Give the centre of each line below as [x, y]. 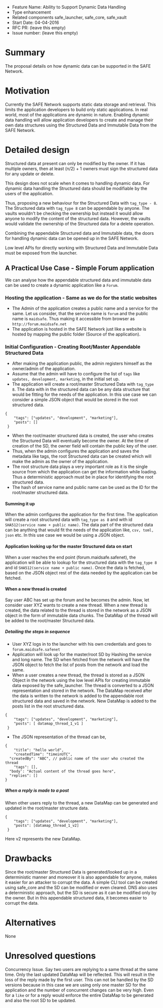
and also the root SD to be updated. [41, 1000]
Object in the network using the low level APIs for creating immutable [81, 680]
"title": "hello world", [39, 750]
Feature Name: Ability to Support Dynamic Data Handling [69, 7]
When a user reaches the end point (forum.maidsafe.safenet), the [71, 557]
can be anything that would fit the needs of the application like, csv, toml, [80, 530]
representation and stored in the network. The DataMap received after [82, 691]
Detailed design [37, 150]
